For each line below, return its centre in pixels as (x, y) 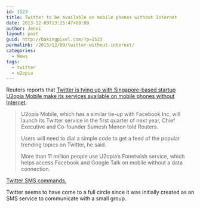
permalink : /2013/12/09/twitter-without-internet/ (70, 45)
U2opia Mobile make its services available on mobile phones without (90, 96)
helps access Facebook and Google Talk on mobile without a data (102, 163)
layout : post (22, 34)
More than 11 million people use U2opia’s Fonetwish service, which (103, 157)
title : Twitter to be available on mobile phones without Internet (92, 17)
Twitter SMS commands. (36, 181)
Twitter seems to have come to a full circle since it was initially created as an (100, 192)
